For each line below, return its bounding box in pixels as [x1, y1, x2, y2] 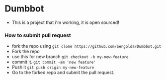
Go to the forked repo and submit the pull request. [11, 70, 115, 76]
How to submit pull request [4, 32, 72, 39]
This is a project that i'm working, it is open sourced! [11, 19, 120, 25]
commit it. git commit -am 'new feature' [11, 59, 96, 65]
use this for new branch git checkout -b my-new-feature [11, 54, 129, 60]
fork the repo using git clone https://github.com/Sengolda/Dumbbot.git [11, 43, 162, 49]
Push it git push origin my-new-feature [11, 64, 94, 70]
